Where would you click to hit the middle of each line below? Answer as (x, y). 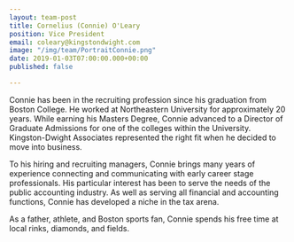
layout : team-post (43, 17)
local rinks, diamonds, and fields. (70, 228)
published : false (41, 67)
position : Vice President (57, 34)
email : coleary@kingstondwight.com (75, 42)
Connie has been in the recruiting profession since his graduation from (138, 99)
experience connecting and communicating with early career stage (132, 173)
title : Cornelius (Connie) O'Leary (75, 26)
